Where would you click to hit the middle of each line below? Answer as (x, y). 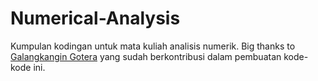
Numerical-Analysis (95, 18)
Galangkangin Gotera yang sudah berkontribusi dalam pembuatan (146, 56)
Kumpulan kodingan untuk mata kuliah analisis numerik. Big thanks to (153, 46)
